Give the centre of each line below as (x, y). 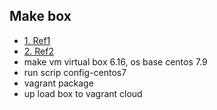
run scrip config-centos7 (75, 72)
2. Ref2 (38, 51)
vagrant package (58, 83)
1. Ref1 (37, 40)
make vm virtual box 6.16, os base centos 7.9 (115, 61)
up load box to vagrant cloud (83, 93)
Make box (40, 16)
